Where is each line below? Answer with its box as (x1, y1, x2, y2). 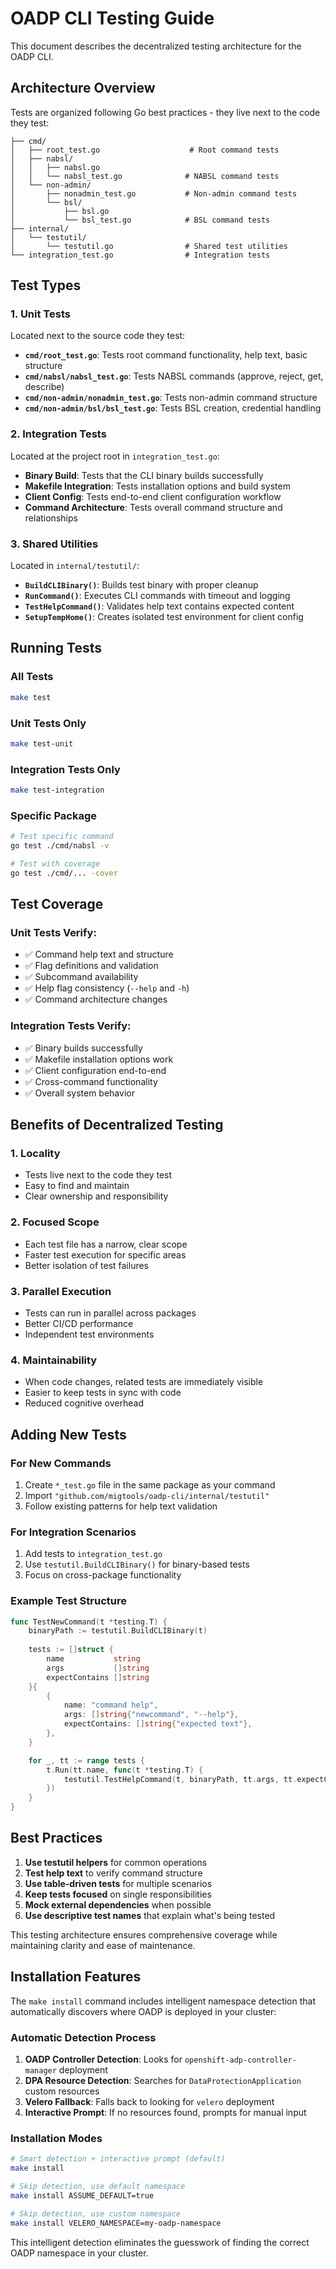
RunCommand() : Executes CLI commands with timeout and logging (24, 590, 291, 602)
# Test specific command (10, 832, 114, 842)
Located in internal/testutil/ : (10, 560, 140, 572)
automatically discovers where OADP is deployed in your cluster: (10, 2005, 277, 2017)
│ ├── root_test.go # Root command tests (10, 145, 280, 155)
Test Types (10, 277, 82, 294)
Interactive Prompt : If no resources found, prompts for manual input (24, 2107, 307, 2118)
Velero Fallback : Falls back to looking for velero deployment (24, 2096, 275, 2107)
